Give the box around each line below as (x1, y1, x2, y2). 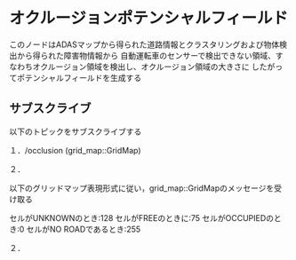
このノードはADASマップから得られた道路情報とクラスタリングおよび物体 (9, 39, 280, 50)
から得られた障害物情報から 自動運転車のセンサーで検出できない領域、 (16, 50, 276, 60)
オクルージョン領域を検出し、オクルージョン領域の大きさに (32, 61, 251, 72)
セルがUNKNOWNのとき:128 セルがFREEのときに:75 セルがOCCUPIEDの (9, 212, 274, 223)
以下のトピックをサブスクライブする (9, 126, 142, 137)
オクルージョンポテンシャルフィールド (9, 8, 289, 28)
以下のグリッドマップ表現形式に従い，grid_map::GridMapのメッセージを (9, 183, 275, 193)
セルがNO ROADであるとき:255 (26, 224, 141, 234)
